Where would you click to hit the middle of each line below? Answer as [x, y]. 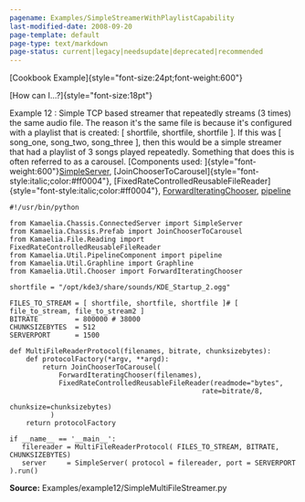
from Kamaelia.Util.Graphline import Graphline [102, 264]
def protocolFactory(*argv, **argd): [98, 360]
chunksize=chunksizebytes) [61, 407]
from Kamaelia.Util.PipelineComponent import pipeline [116, 256]
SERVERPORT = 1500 [55, 335]
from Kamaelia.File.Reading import [77, 240]
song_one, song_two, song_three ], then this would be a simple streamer [146, 142]
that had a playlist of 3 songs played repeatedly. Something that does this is [152, 152]
